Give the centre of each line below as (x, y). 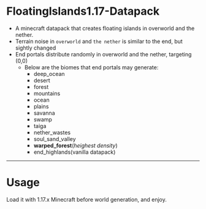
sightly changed (36, 48)
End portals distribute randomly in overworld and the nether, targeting (103, 54)
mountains (47, 93)
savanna (44, 113)
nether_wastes (52, 132)
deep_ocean (49, 74)
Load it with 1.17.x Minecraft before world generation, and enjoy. (87, 199)
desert (42, 80)
